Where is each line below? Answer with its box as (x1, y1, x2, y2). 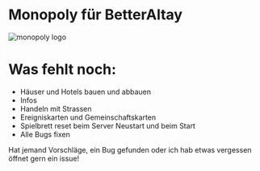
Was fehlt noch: (8, 60, 117, 79)
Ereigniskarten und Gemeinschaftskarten (19, 112, 157, 122)
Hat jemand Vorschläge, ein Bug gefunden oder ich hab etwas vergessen (8, 145, 252, 154)
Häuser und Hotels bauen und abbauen (19, 87, 152, 96)
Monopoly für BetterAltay (8, 6, 183, 24)
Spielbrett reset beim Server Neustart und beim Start (19, 120, 196, 130)
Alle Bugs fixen (19, 129, 71, 139)
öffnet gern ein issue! (8, 153, 80, 163)
